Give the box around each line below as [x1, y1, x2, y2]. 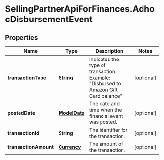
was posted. [89, 119, 118, 125]
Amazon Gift [89, 86, 118, 93]
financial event [89, 113, 123, 119]
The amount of [89, 140, 123, 147]
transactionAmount [7, 144, 54, 150]
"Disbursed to [89, 80, 121, 87]
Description [95, 48, 123, 54]
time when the [89, 106, 122, 113]
